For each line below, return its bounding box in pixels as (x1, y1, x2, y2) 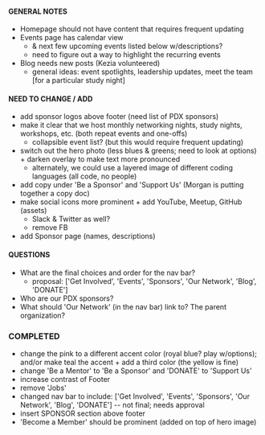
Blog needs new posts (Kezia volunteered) (19, 59, 161, 68)
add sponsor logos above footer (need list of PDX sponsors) (19, 112, 219, 121)
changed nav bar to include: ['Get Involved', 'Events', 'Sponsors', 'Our (19, 391, 251, 401)
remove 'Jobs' (19, 383, 67, 392)
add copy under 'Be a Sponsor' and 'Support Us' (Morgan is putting (19, 180, 244, 190)
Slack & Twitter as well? (31, 214, 111, 224)
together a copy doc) (19, 189, 90, 199)
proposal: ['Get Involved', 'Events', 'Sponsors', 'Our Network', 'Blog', (31, 276, 257, 285)
